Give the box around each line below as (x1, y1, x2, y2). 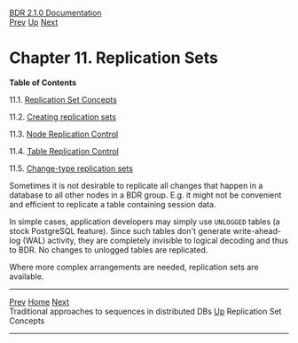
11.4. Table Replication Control (9, 145, 120, 156)
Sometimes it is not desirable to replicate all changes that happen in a (9, 180, 263, 191)
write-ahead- (232, 225, 282, 236)
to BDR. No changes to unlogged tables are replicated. (9, 244, 208, 255)
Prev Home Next (9, 296, 69, 307)
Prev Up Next (9, 17, 59, 27)
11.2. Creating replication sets (9, 111, 117, 122)
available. (9, 270, 44, 282)
